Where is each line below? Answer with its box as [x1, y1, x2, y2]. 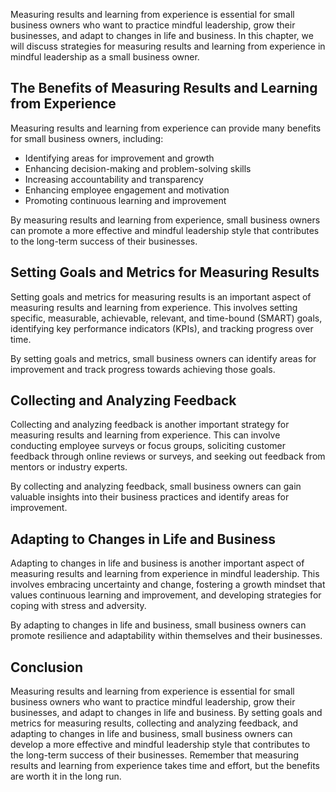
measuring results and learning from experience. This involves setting [10, 301, 298, 313]
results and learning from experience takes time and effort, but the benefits [10, 760, 320, 772]
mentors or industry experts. [10, 461, 128, 473]
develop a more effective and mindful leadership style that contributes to [10, 739, 311, 751]
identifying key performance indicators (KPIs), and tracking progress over [10, 322, 314, 334]
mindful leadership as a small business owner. [10, 51, 200, 63]
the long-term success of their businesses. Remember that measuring [10, 749, 299, 761]
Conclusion [10, 659, 84, 676]
